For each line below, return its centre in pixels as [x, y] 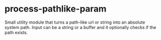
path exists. [16, 32]
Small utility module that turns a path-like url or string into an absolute [75, 22]
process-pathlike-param [56, 9]
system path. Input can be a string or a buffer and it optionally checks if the [80, 27]
